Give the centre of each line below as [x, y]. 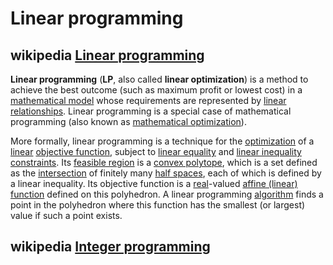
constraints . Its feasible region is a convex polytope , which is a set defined [164, 162]
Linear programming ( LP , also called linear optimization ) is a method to [159, 79]
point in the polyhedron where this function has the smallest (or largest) [158, 205]
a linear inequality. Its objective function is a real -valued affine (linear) [154, 183]
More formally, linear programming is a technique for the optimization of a [162, 141]
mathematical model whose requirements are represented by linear [148, 100]
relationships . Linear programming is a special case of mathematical [151, 111]
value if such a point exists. [66, 215]
